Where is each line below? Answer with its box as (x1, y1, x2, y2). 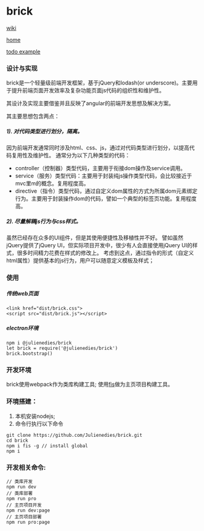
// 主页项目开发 (6, 502, 42, 508)
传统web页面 (6, 290, 39, 297)
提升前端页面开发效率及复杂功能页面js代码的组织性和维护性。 (11, 87, 165, 94)
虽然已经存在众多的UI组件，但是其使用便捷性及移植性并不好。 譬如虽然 (6, 234, 184, 241)
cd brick (6, 437, 29, 444)
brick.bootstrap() (6, 351, 53, 357)
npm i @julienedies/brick (6, 340, 72, 346)
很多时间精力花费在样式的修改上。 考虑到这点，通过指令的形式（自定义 (16, 249, 194, 256)
